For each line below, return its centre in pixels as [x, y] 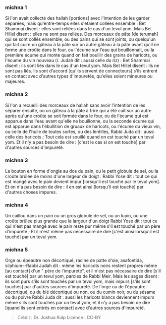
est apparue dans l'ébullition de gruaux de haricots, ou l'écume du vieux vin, [83, 126]
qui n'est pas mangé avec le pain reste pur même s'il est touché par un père [83, 226]
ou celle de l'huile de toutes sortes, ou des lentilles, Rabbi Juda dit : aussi [80, 131]
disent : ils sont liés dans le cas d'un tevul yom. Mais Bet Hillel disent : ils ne [82, 65]
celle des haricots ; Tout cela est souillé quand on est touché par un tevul [80, 137]
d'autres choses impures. [31, 192]
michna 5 [17, 250]
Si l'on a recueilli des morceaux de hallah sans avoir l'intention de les [75, 105]
